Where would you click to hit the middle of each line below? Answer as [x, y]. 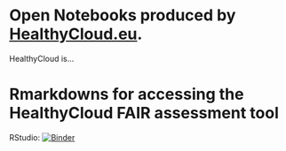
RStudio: [25, 137]
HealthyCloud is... [42, 58]
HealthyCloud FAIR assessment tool [144, 113]
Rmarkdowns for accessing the [127, 94]
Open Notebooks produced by [123, 15]
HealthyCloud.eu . [76, 34]
